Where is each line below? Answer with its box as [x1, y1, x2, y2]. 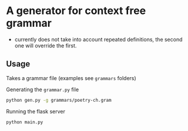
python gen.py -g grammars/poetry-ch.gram [6, 97, 112, 103]
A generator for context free [6, 4, 146, 18]
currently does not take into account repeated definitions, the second [14, 36, 183, 43]
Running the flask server [6, 108, 66, 115]
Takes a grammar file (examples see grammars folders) [6, 74, 136, 81]
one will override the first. [14, 42, 77, 49]
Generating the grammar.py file [6, 86, 79, 93]
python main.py [6, 119, 43, 125]
